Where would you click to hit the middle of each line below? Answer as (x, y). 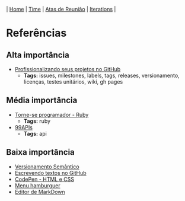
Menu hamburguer (37, 185)
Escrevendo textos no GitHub (51, 173)
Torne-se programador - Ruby (52, 114)
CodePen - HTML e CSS (44, 179)
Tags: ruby (37, 121)
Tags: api (35, 133)
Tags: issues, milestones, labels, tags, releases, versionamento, (101, 75)
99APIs (23, 127)
